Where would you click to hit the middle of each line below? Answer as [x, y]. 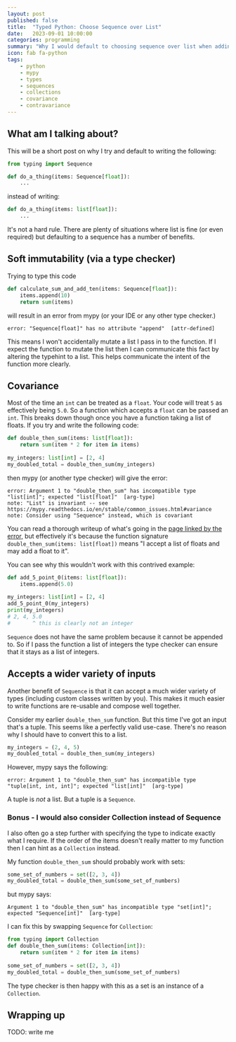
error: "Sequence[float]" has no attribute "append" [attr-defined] [111, 328]
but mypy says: [29, 894]
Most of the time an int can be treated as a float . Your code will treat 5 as [115, 403]
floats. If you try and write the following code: [73, 425]
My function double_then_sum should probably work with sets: [96, 861]
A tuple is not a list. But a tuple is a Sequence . [71, 799]
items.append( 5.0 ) [47, 584]
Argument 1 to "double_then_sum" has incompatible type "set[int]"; [110, 908]
